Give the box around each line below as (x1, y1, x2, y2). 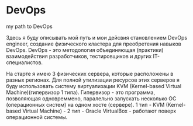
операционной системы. (6, 113, 68, 120)
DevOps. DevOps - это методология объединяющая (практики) (6, 46, 164, 53)
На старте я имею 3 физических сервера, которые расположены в (6, 70, 174, 77)
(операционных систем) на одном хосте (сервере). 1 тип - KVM (6, 101, 165, 108)
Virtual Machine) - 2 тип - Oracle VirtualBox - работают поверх (22, 107, 177, 114)
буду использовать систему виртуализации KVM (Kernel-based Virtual (6, 82, 182, 89)
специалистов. (6, 59, 43, 66)
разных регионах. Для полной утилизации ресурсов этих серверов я (6, 76, 180, 83)
